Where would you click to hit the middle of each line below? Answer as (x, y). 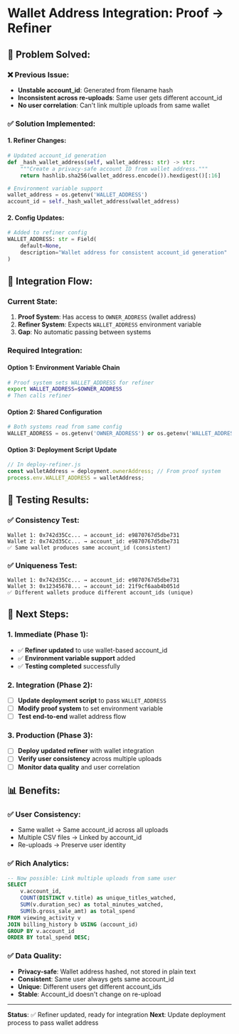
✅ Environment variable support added (76, 658)
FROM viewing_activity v (44, 918)
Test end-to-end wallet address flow (72, 717)
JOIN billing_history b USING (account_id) (73, 924)
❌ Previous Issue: (38, 75)
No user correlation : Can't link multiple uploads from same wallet (113, 105)
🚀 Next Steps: (38, 614)
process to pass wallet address (53, 1023)
